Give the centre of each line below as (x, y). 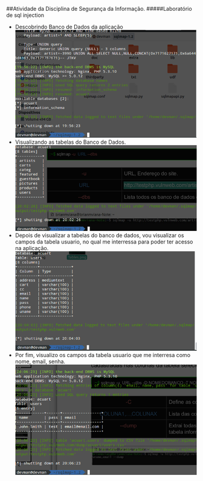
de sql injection (25, 15)
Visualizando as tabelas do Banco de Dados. (70, 142)
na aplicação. (32, 248)
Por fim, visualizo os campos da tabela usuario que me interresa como (103, 355)
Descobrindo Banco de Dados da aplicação (69, 27)
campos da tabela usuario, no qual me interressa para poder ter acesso (104, 242)
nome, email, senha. (40, 361)
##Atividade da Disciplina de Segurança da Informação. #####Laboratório (99, 9)
